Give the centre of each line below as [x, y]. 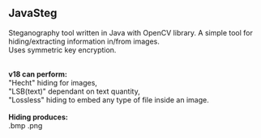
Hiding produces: [39, 117]
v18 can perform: [38, 74]
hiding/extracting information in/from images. [84, 41]
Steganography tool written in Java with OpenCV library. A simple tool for [131, 32]
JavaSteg [33, 13]
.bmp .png [26, 125]
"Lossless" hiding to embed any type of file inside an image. [109, 99]
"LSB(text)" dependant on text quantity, [74, 91]
